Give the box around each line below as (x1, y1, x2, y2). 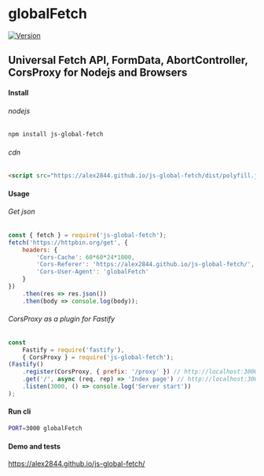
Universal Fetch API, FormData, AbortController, (8, 54, 248, 67)
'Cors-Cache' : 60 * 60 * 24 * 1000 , (36, 253, 135, 261)
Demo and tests (8, 441, 61, 451)
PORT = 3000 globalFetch (8, 425, 82, 433)
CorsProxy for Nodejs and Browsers (8, 66, 188, 80)
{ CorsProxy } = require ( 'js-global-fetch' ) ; (22, 353, 174, 361)
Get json (8, 206, 35, 217)
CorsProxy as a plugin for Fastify (8, 314, 115, 324)
